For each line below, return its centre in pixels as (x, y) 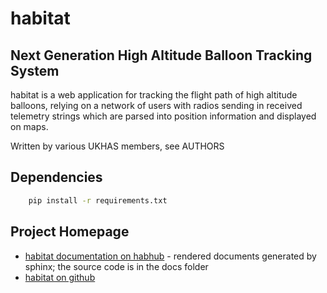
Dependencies (56, 177)
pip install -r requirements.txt (98, 200)
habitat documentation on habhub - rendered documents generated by (170, 256)
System (35, 70)
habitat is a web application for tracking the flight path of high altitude (154, 95)
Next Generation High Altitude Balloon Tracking (161, 55)
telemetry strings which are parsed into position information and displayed (163, 116)
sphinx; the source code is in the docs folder (116, 266)
